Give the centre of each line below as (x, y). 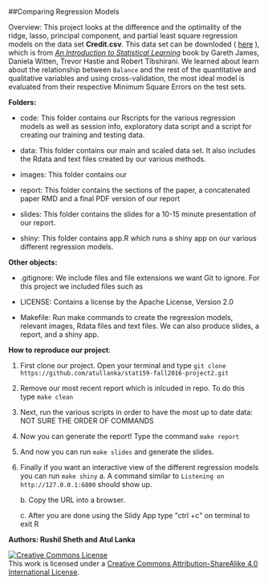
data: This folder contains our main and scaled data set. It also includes (138, 150)
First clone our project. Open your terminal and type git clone (123, 365)
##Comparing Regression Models (64, 12)
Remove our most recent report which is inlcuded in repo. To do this (132, 388)
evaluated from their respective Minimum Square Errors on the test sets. (128, 87)
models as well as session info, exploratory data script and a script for (136, 126)
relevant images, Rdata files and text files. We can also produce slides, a (139, 326)
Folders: (22, 102)
